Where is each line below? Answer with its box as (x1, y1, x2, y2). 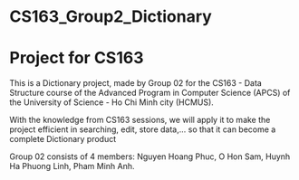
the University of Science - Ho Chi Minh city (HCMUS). (9, 97, 215, 108)
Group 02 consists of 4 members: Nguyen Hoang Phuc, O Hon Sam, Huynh (9, 151, 291, 162)
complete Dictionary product (9, 134, 117, 145)
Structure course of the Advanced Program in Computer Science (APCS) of (9, 88, 291, 99)
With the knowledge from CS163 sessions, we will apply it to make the (9, 115, 271, 126)
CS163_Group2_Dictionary (9, 6, 213, 27)
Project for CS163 (9, 48, 144, 69)
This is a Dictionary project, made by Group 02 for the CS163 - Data (9, 78, 263, 89)
